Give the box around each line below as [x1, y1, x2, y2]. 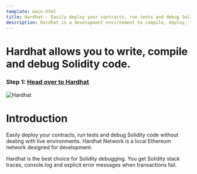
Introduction [6, 112, 68, 125]
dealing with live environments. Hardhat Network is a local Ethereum [6, 137, 171, 144]
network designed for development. [6, 144, 93, 151]
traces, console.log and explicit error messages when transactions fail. [6, 161, 177, 168]
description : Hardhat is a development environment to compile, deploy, [6, 19, 188, 25]
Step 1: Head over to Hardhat [6, 78, 89, 86]
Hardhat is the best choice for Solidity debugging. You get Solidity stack [6, 155, 180, 162]
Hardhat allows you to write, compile [6, 45, 188, 58]
